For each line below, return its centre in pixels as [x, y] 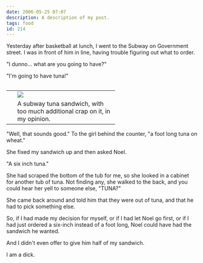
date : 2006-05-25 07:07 [36, 12]
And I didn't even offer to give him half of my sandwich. [75, 243]
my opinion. [34, 119]
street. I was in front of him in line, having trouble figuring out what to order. [101, 53]
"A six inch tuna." [28, 164]
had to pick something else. [41, 207]
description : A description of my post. [58, 18]
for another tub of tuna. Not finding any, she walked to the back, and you [97, 182]
